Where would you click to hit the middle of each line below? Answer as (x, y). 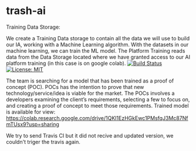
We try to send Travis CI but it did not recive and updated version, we (90, 135)
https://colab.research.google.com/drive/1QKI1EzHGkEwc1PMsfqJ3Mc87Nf (97, 118)
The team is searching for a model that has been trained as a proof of (90, 81)
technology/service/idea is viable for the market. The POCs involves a (90, 93)
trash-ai (26, 11)
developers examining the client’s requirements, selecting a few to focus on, (98, 99)
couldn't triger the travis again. (43, 142)
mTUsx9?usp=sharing (33, 124)
